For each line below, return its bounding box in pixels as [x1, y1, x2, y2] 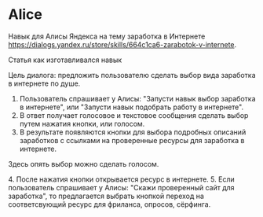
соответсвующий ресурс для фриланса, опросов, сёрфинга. [8, 199, 211, 209]
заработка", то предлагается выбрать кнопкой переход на [8, 191, 204, 200]
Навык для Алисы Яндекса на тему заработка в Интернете [8, 31, 206, 41]
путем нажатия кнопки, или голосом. [19, 119, 145, 128]
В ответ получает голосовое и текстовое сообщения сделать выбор [19, 110, 249, 120]
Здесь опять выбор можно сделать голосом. [8, 159, 159, 168]
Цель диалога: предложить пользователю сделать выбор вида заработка [8, 70, 256, 79]
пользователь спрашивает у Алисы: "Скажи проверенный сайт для [8, 182, 235, 192]
